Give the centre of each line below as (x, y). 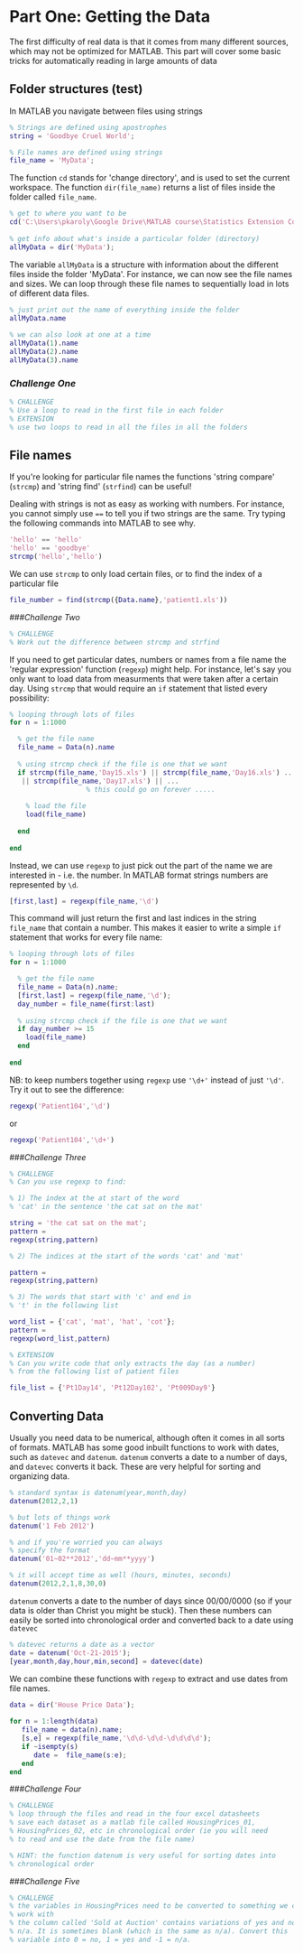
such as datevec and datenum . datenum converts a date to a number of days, (148, 1457)
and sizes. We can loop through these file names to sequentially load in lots (149, 284)
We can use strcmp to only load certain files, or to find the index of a (136, 573)
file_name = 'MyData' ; (52, 161)
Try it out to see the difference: (67, 1089)
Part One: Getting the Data (110, 17)
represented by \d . (44, 884)
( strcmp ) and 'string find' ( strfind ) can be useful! (101, 487)
